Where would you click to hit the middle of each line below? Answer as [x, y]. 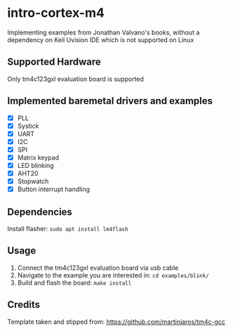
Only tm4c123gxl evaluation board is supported [75, 79]
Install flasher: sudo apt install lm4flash [68, 229]
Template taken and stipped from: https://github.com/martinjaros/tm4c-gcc [116, 322]
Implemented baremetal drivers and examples [110, 101]
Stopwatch [33, 181]
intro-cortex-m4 [56, 13]
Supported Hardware [54, 62]
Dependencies [40, 212]
